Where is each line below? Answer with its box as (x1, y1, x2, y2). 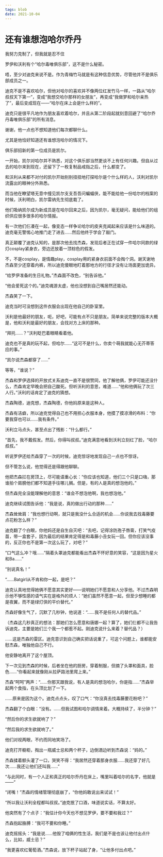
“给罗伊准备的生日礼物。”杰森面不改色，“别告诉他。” (5, 272, 106, 278)
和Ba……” (5, 556, 24, 562)
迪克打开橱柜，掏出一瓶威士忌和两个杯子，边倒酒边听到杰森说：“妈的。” (5, 747, 147, 753)
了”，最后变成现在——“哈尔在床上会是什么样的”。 (5, 100, 104, 106)
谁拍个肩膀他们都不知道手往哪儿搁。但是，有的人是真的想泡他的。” (5, 480, 137, 486)
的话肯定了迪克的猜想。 (26, 389, 73, 396)
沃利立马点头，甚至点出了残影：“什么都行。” (5, 427, 92, 433)
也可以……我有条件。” (17, 416, 59, 422)
